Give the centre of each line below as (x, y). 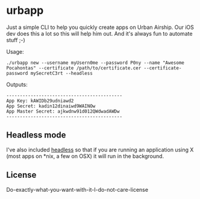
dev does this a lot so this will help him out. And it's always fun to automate (99, 33)
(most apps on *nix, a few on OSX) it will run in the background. (85, 156)
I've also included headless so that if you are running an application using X (100, 150)
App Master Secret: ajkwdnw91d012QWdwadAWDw (63, 111)
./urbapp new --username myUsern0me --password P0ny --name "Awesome (95, 63)
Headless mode (36, 135)
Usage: (15, 51)
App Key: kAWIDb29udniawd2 (40, 101)
